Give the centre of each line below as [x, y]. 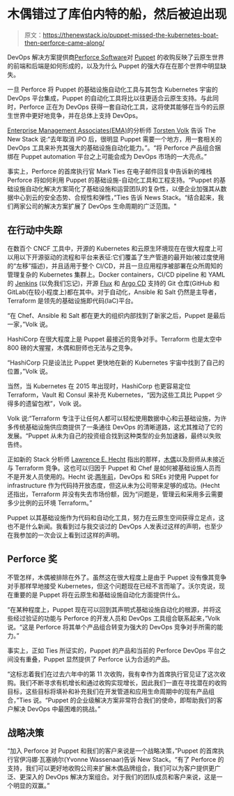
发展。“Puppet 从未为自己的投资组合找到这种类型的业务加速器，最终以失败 [114, 436]
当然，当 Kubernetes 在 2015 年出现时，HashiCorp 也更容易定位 [99, 386]
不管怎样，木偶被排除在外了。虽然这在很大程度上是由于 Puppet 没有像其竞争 [117, 577]
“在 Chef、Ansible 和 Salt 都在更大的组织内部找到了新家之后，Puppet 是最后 [116, 315]
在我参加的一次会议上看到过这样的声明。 [65, 535]
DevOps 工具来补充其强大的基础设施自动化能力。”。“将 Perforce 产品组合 [111, 148]
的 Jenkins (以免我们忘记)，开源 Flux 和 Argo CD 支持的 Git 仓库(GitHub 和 [114, 283]
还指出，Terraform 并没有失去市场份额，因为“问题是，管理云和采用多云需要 [115, 494]
